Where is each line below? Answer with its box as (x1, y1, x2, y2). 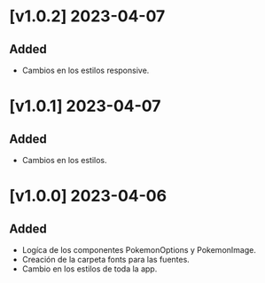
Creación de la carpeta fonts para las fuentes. (21, 255, 191, 264)
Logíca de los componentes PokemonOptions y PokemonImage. (21, 245, 257, 255)
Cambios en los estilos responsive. (21, 65, 150, 75)
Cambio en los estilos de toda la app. (21, 263, 158, 274)
